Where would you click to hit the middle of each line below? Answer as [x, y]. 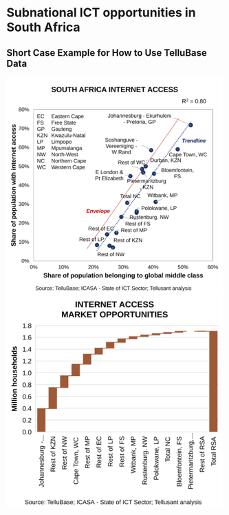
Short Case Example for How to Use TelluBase [107, 53]
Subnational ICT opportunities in [101, 13]
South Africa [43, 27]
